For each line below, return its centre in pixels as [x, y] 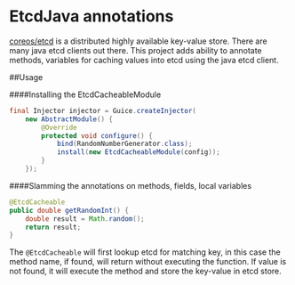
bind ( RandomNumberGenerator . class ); [124, 144]
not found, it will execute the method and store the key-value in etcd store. [145, 271]
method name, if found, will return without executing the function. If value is [148, 262]
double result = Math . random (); [85, 219]
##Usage [26, 77]
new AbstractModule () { [69, 119]
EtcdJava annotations [92, 16]
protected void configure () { [97, 135]
